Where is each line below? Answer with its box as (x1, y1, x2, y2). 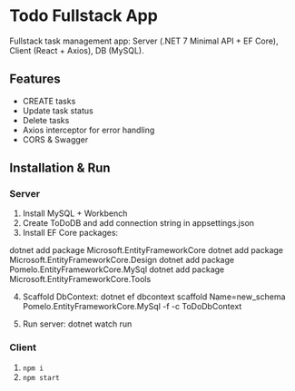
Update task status (22, 105, 93, 116)
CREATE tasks (22, 95, 76, 106)
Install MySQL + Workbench (22, 208, 128, 219)
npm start (22, 373, 61, 382)
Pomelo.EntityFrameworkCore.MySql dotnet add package (9, 264, 225, 275)
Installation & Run (9, 161, 111, 176)
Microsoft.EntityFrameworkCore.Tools (9, 274, 152, 285)
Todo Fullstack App (9, 5, 159, 26)
